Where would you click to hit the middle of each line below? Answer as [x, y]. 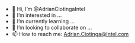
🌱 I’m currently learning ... [43, 21]
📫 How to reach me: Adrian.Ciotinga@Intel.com [70, 34]
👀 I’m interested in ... [37, 15]
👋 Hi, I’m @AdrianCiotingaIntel [49, 9]
